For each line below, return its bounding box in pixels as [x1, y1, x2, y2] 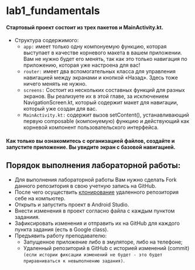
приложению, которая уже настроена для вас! [23, 61, 141, 69]
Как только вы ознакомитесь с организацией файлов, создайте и [6, 137, 175, 144]
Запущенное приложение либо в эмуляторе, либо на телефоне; [23, 238, 183, 245]
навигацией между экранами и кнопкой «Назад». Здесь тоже [23, 74, 179, 81]
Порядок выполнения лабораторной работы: [6, 160, 181, 170]
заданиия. [14, 213, 40, 220]
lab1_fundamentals [6, 4, 100, 18]
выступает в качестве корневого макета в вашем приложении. [23, 49, 183, 56]
